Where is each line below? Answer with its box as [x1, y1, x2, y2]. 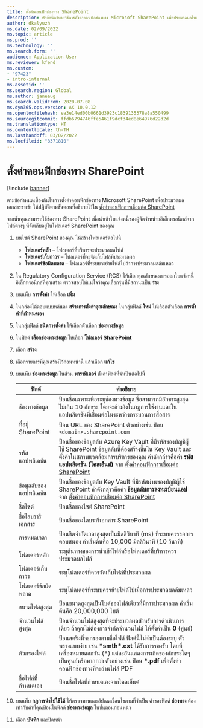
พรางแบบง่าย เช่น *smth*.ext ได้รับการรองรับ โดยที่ [58, 642, 183, 650]
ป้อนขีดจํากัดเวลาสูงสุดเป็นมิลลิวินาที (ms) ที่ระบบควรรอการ [58, 530, 193, 538]
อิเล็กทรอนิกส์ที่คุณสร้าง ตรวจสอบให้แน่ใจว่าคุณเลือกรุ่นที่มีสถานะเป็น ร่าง [15, 279, 159, 286]
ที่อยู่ [18, 420, 29, 428]
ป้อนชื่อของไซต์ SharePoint [58, 502, 125, 511]
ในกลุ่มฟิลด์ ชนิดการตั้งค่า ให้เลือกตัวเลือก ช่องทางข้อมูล [15, 322, 124, 329]
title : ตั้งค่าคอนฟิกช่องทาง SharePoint [7, 8, 89, 15]
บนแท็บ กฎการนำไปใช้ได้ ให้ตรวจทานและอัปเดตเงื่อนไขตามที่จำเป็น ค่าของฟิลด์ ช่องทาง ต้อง [15, 697, 196, 704]
